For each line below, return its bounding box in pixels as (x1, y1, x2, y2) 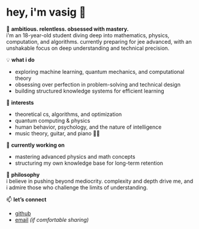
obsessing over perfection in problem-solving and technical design (14, 81, 181, 88)
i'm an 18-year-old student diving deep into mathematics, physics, (6, 31, 170, 38)
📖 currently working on (6, 141, 65, 148)
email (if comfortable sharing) (14, 216, 89, 223)
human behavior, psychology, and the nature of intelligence (14, 123, 162, 130)
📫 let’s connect (6, 195, 47, 203)
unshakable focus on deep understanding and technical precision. (6, 44, 170, 52)
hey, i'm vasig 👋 (6, 5, 86, 19)
